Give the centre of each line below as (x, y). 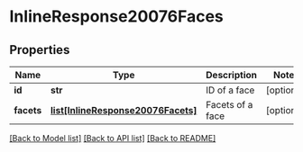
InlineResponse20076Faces (116, 17)
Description (231, 75)
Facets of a (230, 105)
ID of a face (230, 90)
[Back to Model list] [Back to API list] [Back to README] (113, 138)
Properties (40, 50)
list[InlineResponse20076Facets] (124, 110)
